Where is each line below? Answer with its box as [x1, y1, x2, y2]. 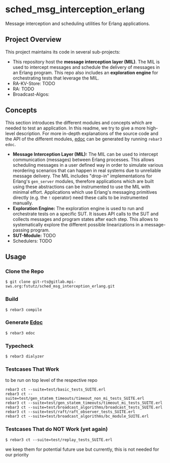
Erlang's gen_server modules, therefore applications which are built [12, 178, 154, 184]
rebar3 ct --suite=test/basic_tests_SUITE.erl [5, 387, 106, 392]
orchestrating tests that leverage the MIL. [12, 75, 99, 81]
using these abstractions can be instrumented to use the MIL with [12, 184, 150, 190]
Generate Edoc [5, 319, 43, 326]
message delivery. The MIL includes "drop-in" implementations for [12, 172, 153, 179]
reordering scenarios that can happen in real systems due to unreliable [12, 167, 161, 173]
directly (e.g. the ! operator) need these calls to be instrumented [12, 194, 149, 200]
